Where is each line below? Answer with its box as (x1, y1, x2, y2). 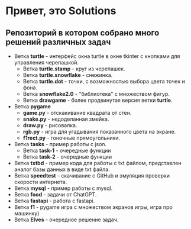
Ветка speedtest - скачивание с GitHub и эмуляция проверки (14, 172, 170, 179)
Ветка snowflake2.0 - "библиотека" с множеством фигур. (22, 91, 170, 97)
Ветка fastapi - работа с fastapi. (14, 197, 95, 204)
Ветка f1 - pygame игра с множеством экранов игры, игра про (14, 204, 173, 211)
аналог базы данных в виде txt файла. (14, 166, 110, 173)
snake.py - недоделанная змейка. (22, 115, 109, 122)
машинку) (14, 210, 40, 217)
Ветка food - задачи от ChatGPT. (14, 191, 97, 198)
